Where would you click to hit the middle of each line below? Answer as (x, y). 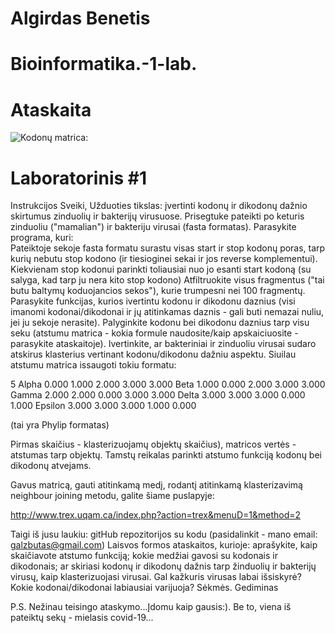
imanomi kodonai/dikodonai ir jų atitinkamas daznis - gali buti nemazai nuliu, (167, 312)
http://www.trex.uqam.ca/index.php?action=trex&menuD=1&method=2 (156, 515)
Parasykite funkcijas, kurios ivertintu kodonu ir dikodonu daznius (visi (153, 301)
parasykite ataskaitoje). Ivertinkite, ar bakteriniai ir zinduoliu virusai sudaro (163, 344)
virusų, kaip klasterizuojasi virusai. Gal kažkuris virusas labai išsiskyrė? (156, 577)
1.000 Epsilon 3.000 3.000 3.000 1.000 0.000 (103, 406)
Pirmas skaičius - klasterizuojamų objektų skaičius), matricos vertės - (153, 444)
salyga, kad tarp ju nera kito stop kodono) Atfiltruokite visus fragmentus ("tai (167, 280)
